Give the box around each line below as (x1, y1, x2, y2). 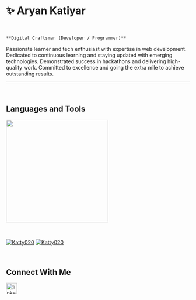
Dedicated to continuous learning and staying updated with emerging (6, 51, 173, 58)
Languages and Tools (6, 104, 86, 114)
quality (6, 64, 23, 71)
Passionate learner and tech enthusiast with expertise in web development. (6, 45, 187, 52)
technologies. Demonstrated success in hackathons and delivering (6, 57, 166, 65)
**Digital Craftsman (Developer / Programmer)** (6, 35, 127, 41)
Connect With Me (6, 267, 71, 277)
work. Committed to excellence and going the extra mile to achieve (23, 64, 184, 71)
